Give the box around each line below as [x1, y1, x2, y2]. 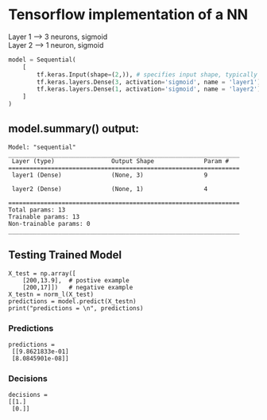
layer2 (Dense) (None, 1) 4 [11, 185, 208, 192]
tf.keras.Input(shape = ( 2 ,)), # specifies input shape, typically [37, 70, 258, 79]
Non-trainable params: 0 [8, 220, 91, 227]
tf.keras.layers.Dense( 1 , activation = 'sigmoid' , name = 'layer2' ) [37, 85, 261, 93]
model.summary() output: [8, 122, 139, 136]
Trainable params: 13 [8, 212, 80, 220]
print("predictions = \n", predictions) [8, 304, 145, 312]
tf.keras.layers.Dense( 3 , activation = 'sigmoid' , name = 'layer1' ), [37, 78, 265, 86]
